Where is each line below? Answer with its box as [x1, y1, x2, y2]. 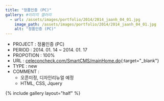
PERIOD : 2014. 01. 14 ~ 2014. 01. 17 [12, 47, 88, 53]
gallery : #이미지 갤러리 [5, 12, 52, 17]
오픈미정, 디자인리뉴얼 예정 [20, 74, 74, 81]
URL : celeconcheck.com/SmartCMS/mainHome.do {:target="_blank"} [12, 58, 159, 64]
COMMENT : [12, 68, 39, 74]
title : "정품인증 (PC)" [5, 7, 52, 13]
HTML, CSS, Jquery [20, 80, 63, 87]
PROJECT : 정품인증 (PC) [12, 41, 65, 47]
